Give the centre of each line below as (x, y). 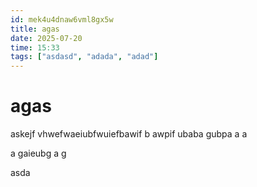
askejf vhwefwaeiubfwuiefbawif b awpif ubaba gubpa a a (129, 134)
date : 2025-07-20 (46, 38)
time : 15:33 (35, 47)
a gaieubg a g (38, 153)
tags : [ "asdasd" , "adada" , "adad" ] (84, 57)
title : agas (35, 29)
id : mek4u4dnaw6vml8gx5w (62, 19)
